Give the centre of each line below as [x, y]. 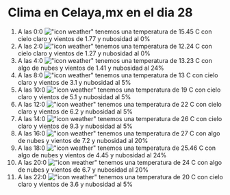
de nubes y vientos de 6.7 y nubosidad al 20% [83, 170]
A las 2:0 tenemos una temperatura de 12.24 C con [115, 46]
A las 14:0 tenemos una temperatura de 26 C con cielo [120, 118]
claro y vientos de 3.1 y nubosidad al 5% [74, 82]
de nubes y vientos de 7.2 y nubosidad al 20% [83, 140]
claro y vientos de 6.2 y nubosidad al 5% [75, 112]
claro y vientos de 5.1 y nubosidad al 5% [74, 96]
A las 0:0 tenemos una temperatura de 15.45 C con [115, 31]
